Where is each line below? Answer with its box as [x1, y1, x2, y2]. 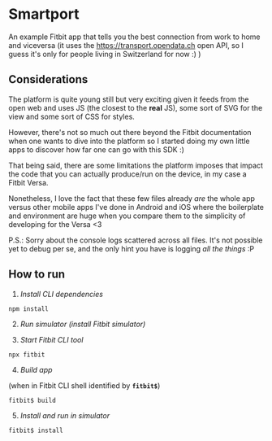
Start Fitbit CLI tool [19, 334, 84, 344]
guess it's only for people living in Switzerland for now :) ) [8, 49, 201, 59]
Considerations [8, 72, 89, 86]
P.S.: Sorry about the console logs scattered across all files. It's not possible [8, 235, 263, 245]
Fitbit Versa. [8, 177, 49, 187]
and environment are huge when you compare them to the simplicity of [8, 211, 246, 220]
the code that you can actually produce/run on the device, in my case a [8, 168, 247, 179]
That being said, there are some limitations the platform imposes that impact [8, 160, 264, 170]
